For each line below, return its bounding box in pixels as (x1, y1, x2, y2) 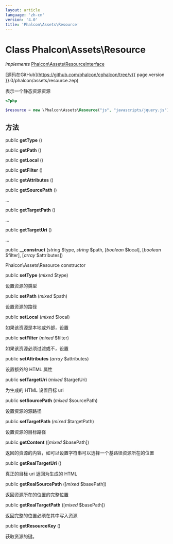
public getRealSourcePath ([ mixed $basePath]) (5, 481, 107, 487)
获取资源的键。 (5, 533, 37, 539)
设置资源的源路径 (5, 408, 42, 414)
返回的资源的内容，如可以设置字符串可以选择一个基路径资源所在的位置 (5, 449, 154, 456)
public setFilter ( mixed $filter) (5, 335, 70, 341)
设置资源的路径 (5, 303, 37, 310)
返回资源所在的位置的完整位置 (5, 492, 68, 498)
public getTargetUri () (5, 227, 53, 233)
